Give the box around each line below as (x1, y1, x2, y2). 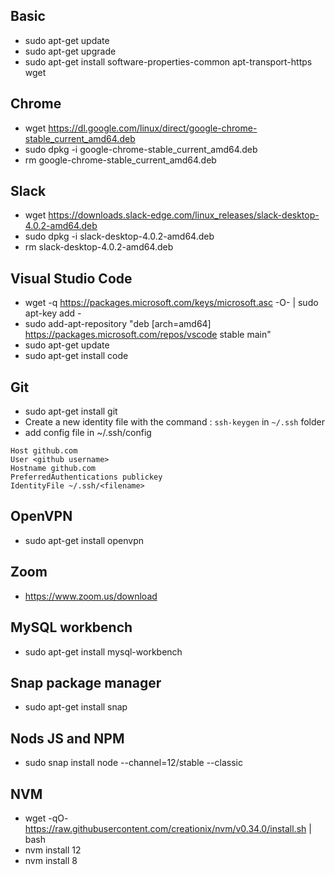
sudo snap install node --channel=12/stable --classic (24, 757, 243, 769)
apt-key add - (24, 307, 82, 319)
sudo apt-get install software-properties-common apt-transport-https (24, 55, 313, 68)
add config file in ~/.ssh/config (24, 427, 152, 439)
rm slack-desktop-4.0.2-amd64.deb (24, 241, 174, 253)
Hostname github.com (10, 464, 97, 474)
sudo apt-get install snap (24, 701, 128, 713)
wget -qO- (24, 812, 69, 824)
